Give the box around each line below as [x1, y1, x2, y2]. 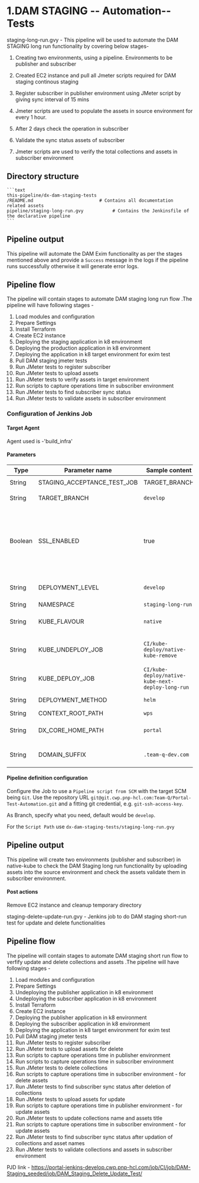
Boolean [9, 537, 33, 545]
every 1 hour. [15, 114, 47, 121]
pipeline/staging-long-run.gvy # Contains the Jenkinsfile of [6, 208, 190, 214]
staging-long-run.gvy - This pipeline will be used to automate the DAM [6, 36, 179, 43]
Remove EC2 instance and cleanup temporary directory [6, 901, 142, 908]
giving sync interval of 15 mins [15, 96, 89, 103]
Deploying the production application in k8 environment [15, 344, 151, 352]
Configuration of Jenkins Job [6, 410, 93, 418]
